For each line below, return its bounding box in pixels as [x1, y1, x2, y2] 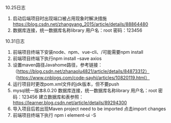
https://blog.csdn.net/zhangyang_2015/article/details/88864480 [12, 21, 149, 27]
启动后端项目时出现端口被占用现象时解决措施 [12, 15, 107, 22]
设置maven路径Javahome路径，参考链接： [12, 62, 103, 68]
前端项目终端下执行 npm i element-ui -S [12, 112, 96, 118]
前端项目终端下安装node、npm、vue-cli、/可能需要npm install [12, 49, 144, 55]
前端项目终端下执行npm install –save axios [12, 55, 102, 61]
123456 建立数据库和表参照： [21, 94, 84, 100]
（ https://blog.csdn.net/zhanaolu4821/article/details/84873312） [12, 68, 150, 74]
